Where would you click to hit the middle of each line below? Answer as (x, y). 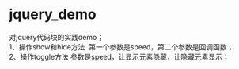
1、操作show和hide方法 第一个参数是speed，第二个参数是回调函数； (121, 47)
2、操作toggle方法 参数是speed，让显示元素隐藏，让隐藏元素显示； (119, 56)
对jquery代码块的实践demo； (57, 37)
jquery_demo (53, 15)
